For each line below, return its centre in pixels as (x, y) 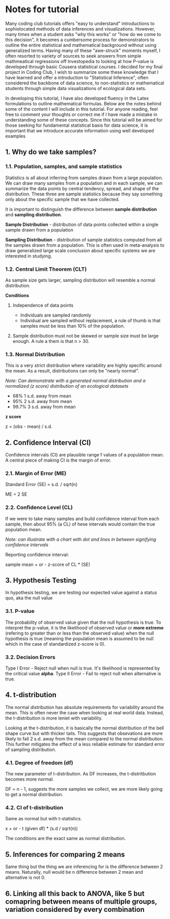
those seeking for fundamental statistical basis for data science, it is (77, 125)
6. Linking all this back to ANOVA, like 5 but (75, 893)
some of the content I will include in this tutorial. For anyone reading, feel (81, 109)
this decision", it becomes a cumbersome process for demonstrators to (80, 40)
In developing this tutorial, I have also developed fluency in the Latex (77, 98)
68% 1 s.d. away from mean (42, 396)
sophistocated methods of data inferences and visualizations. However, (80, 28)
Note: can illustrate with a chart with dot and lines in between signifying (81, 539)
